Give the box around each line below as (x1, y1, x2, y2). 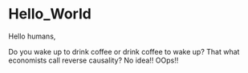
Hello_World (8, 5, 92, 23)
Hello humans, (8, 31, 56, 41)
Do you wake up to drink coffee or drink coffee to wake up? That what (8, 47, 240, 56)
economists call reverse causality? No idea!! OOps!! (8, 55, 179, 65)
